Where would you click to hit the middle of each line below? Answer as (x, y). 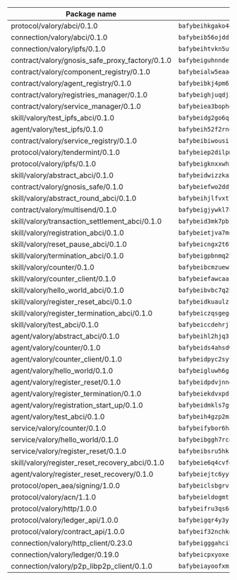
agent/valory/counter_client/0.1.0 (66, 359)
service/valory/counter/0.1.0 (59, 428)
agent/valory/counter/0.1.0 (56, 348)
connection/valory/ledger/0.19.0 (65, 555)
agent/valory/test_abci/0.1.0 (58, 417)
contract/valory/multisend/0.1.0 (64, 210)
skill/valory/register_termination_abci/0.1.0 (82, 313)
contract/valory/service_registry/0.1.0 (74, 141)
